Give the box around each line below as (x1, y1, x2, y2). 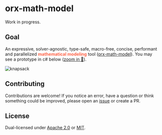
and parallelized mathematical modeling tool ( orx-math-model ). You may (5, 51, 152, 57)
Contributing (5, 80, 45, 88)
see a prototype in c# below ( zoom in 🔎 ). (5, 56, 87, 62)
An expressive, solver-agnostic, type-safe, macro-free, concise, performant (5, 46, 157, 51)
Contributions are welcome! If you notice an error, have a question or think (5, 93, 154, 99)
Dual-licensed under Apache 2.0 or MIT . (5, 125, 86, 131)
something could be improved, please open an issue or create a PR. (5, 98, 141, 103)
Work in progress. (5, 19, 41, 25)
